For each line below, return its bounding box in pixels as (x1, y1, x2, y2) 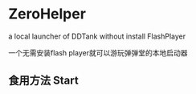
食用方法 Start (8, 74, 79, 88)
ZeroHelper (8, 5, 87, 23)
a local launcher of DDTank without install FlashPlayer (8, 31, 186, 41)
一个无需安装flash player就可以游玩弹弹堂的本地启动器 (8, 47, 188, 57)
